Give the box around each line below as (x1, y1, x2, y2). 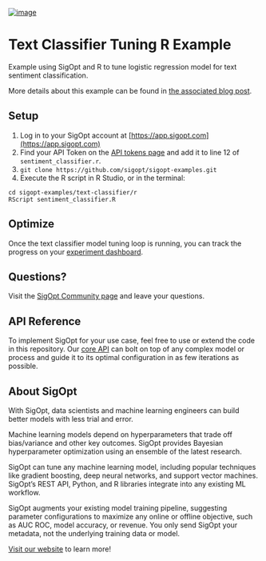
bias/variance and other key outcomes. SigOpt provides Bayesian (8, 439, 224, 447)
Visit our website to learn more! (8, 544, 112, 554)
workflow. (8, 488, 41, 497)
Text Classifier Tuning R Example (8, 36, 232, 54)
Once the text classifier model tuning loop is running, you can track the (8, 238, 242, 248)
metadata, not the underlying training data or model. (8, 529, 181, 538)
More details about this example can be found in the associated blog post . (8, 86, 252, 95)
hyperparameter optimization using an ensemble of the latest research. (8, 447, 242, 456)
